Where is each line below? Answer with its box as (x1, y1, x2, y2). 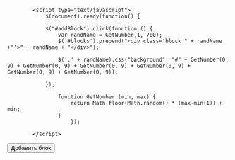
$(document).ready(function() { (44, 13, 140, 20)
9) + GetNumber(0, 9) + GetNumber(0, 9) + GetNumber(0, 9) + (7, 62, 191, 69)
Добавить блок (11, 144, 52, 152)
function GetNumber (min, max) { (57, 93, 157, 101)
